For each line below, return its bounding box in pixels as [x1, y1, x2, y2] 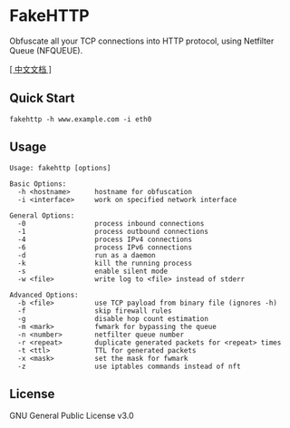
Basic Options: [9, 179, 67, 189]
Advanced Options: [9, 290, 79, 299]
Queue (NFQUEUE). [9, 44, 83, 55]
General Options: [9, 210, 75, 220]
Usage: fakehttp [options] [9, 163, 111, 172]
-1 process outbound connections [17, 227, 208, 236]
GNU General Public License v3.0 [9, 410, 134, 422]
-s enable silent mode [17, 267, 169, 276]
